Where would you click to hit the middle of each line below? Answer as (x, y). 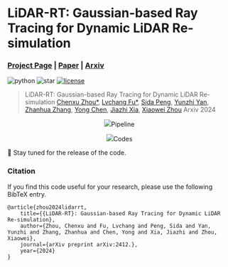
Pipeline (123, 124)
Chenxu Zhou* (77, 102)
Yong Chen (91, 110)
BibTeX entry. (27, 194)
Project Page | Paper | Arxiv (56, 65)
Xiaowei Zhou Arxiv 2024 (179, 110)
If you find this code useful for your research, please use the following (110, 187)
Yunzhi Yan (190, 102)
